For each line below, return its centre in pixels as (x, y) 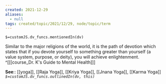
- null (16, 19)
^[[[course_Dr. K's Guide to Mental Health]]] (50, 62)
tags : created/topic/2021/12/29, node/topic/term (58, 24)
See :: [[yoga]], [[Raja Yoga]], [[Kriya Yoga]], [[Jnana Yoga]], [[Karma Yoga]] (83, 72)
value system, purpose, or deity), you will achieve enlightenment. (72, 57)
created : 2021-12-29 (27, 10)
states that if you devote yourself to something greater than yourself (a (78, 52)
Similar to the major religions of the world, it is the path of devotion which (80, 46)
